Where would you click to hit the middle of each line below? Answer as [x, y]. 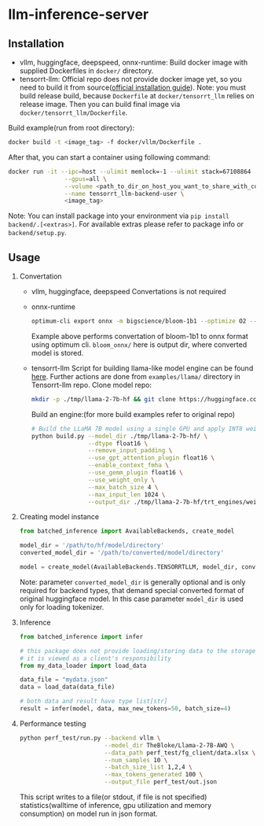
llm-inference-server [79, 15]
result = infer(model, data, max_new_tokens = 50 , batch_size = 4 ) [125, 709]
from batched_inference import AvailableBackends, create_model [127, 531]
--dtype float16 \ [117, 443]
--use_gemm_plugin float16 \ [135, 473]
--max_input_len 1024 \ [126, 494]
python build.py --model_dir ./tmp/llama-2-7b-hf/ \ [119, 436]
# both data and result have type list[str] [93, 702]
